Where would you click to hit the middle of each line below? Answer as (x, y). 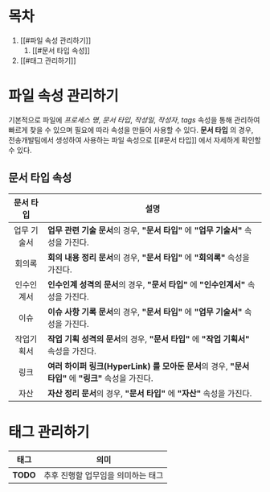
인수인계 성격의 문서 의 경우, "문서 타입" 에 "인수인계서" (147, 284)
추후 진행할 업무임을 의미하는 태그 (104, 475)
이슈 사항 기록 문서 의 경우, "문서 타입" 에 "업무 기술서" (145, 312)
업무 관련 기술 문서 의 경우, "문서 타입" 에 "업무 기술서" (145, 230)
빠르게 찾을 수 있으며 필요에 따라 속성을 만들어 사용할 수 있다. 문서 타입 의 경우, (131, 130)
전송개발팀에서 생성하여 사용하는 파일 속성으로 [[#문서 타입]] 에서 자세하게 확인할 (135, 140)
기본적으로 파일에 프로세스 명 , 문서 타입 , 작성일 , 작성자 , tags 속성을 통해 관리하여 (134, 120)
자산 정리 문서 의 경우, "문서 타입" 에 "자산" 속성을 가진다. (150, 393)
